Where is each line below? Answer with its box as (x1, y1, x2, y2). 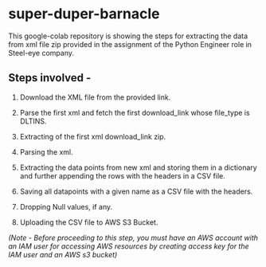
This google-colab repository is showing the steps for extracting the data (8, 31, 248, 41)
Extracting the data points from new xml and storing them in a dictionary (19, 163, 257, 172)
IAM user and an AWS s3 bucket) (8, 249, 118, 259)
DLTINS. (19, 116, 47, 126)
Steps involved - (8, 71, 92, 84)
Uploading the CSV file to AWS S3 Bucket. (19, 217, 158, 227)
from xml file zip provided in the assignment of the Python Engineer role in (8, 39, 252, 49)
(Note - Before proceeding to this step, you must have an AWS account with (8, 233, 259, 242)
